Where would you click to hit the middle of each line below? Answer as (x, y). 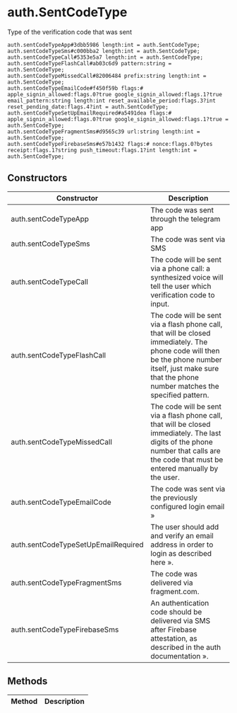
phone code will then (185, 350)
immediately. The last (186, 433)
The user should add (185, 527)
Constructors (37, 178)
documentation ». (180, 656)
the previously (174, 498)
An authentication (180, 603)
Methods (28, 681)
